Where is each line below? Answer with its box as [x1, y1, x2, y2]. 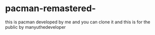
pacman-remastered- [5, 3, 96, 14]
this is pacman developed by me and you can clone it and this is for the [5, 19, 151, 25]
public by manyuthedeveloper [5, 24, 66, 30]
